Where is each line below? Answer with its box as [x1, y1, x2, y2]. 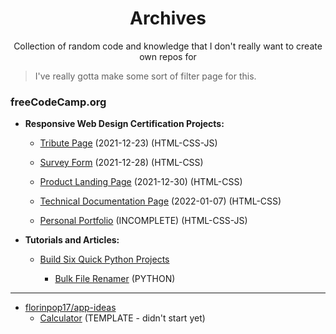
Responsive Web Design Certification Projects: [24, 118, 225, 130]
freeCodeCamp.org [10, 95, 107, 109]
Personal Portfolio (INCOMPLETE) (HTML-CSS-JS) [39, 215, 248, 227]
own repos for [139, 50, 197, 62]
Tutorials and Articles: [24, 234, 120, 246]
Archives [129, 7, 207, 30]
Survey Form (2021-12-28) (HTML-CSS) [39, 157, 204, 169]
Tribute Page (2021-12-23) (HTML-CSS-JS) [39, 137, 218, 149]
